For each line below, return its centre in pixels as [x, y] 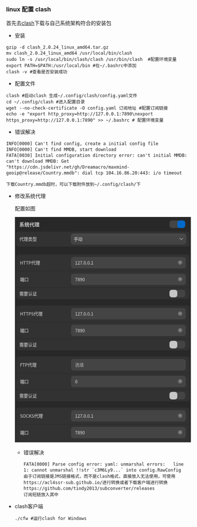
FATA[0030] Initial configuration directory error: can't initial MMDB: [97, 156]
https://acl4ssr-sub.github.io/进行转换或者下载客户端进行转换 [96, 482]
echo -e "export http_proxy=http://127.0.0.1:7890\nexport [80, 114]
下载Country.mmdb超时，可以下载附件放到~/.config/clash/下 [73, 185]
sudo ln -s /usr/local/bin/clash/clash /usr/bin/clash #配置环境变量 [91, 60]
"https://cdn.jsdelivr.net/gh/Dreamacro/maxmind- [68, 167]
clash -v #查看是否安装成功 [37, 72]
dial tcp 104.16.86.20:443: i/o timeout [132, 173]
